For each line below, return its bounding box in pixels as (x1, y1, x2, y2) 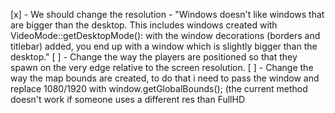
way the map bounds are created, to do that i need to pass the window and (10, 72, 320, 84)
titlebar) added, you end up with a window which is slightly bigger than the (10, 40, 318, 52)
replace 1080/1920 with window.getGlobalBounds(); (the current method (10, 83, 308, 94)
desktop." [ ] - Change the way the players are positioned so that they (10, 51, 298, 63)
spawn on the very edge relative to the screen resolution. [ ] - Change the (10, 62, 314, 73)
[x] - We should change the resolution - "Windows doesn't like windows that (10, 9, 325, 20)
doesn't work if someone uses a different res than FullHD (10, 94, 245, 105)
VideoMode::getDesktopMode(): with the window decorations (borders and (10, 30, 321, 41)
